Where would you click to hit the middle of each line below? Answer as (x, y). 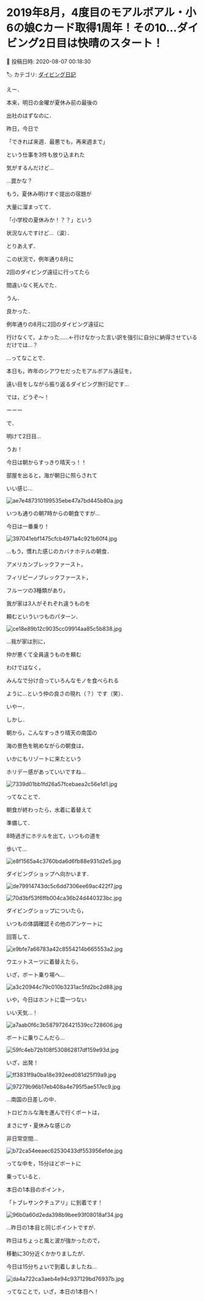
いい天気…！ (22, 1013)
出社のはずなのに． (31, 115)
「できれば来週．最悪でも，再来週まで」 (57, 141)
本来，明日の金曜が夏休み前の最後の (52, 102)
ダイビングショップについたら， (47, 910)
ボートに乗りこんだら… (36, 1037)
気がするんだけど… (30, 168)
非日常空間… (22, 1138)
